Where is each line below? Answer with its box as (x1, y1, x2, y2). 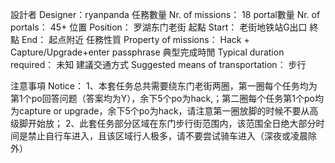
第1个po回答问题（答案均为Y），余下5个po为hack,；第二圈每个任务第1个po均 (10, 93, 324, 104)
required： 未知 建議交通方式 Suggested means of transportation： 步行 (10, 59, 307, 70)
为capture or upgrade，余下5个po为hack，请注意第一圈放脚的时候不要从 (10, 105, 310, 117)
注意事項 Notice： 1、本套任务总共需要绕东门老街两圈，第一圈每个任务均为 (10, 80, 318, 92)
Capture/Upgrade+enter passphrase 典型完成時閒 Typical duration (10, 46, 285, 58)
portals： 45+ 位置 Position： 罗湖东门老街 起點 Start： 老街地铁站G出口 (10, 21, 308, 33)
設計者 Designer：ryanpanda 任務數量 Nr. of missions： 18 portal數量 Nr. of (10, 9, 321, 20)
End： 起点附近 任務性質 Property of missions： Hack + (21, 34, 250, 45)
